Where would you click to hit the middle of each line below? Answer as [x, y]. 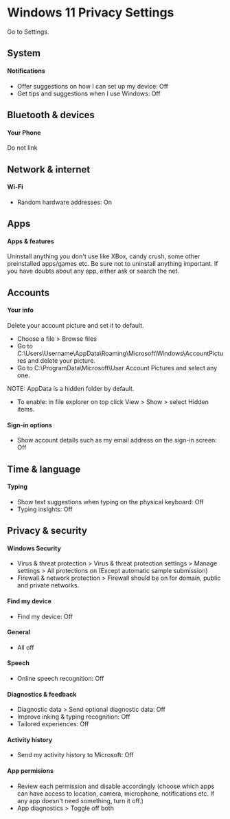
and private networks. [48, 585]
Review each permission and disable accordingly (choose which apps [116, 786]
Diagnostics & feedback [42, 694]
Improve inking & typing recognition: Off [73, 717]
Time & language [44, 469]
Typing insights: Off [45, 509]
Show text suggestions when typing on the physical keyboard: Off [110, 502]
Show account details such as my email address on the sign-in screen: [117, 440]
